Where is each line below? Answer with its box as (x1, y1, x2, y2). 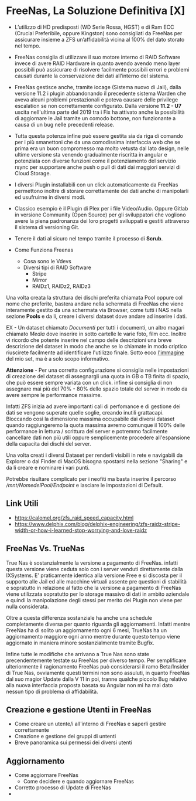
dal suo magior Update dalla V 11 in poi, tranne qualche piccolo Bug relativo (6, 676, 187, 683)
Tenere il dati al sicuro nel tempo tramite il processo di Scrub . (14, 235, 163, 242)
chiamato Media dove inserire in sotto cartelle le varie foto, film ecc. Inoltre (6, 330, 187, 337)
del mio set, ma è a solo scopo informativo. (6, 355, 110, 362)
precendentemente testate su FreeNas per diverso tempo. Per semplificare (6, 657, 187, 664)
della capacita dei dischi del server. (6, 440, 92, 447)
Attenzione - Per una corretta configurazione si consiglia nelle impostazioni (6, 366, 189, 374)
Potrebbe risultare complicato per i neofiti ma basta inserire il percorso (6, 475, 177, 482)
